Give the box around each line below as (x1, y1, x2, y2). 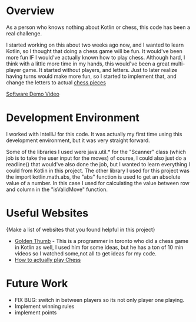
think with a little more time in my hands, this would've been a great (6, 60, 170, 67)
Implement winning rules (14, 303, 75, 310)
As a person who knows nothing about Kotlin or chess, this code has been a (6, 24, 190, 31)
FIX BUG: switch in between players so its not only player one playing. (14, 296, 185, 303)
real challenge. (6, 29, 42, 37)
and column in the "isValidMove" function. (6, 186, 108, 193)
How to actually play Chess (14, 256, 81, 263)
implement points (14, 308, 57, 316)
